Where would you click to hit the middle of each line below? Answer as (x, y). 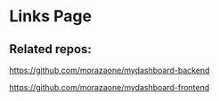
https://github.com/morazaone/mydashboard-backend (109, 70)
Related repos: (50, 49)
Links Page (50, 16)
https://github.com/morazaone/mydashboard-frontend (109, 87)
